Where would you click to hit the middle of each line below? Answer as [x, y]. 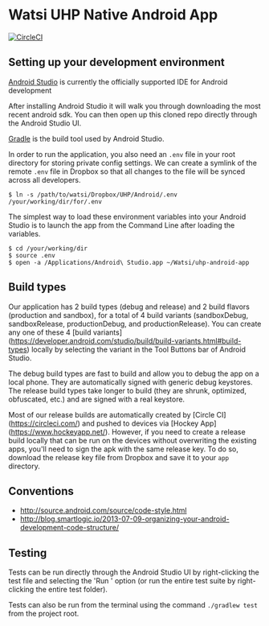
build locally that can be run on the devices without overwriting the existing [132, 440]
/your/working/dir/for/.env [55, 202]
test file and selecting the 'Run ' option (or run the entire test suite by [122, 581]
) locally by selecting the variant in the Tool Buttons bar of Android [137, 349]
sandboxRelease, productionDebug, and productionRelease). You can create [135, 323]
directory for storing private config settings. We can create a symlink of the [132, 163]
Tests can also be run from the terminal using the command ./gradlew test [133, 605]
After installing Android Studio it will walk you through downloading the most [134, 105]
